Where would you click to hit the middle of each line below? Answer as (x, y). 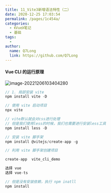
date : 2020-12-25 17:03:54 (33, 14)
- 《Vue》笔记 (20, 28)
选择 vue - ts (16, 173)
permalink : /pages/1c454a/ (33, 19)
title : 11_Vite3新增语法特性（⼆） (38, 10)
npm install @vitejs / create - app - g (42, 142)
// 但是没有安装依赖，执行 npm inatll (41, 182)
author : (13, 46)
